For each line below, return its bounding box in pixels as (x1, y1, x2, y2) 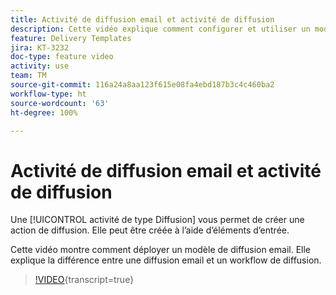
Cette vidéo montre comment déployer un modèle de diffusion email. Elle (10, 244, 312, 256)
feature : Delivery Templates (10, 33, 132, 43)
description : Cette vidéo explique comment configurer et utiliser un (10, 24, 311, 34)
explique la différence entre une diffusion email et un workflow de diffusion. (10, 254, 322, 266)
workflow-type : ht (10, 89, 87, 99)
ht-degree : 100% (10, 107, 78, 118)
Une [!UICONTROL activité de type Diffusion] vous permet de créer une (10, 214, 305, 226)
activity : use (10, 61, 70, 71)
